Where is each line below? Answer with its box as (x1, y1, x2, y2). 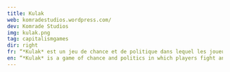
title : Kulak (7, 10, 44, 17)
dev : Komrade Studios (7, 23, 69, 29)
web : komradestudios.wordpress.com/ (7, 16, 112, 23)
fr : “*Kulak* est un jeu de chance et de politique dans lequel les (7, 49, 207, 56)
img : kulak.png (7, 29, 51, 36)
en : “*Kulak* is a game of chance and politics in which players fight (7, 55, 216, 62)
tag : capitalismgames (7, 36, 69, 43)
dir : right (7, 42, 38, 49)
